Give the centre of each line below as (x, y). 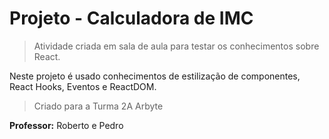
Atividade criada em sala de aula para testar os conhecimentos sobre (176, 46)
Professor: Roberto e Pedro (66, 125)
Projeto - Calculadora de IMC (131, 18)
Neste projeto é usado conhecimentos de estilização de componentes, (155, 76)
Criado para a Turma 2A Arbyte (98, 106)
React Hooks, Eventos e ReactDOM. (83, 86)
